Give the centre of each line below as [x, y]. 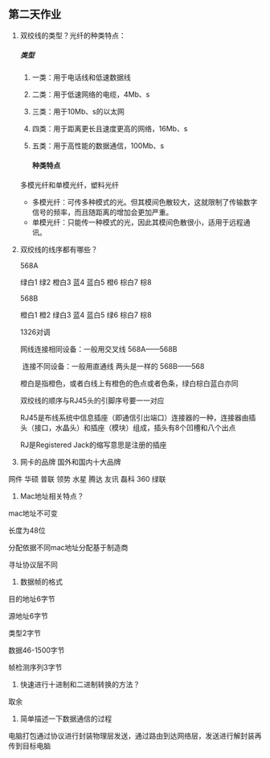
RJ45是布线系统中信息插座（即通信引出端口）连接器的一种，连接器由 [134, 417]
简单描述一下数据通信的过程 [66, 719]
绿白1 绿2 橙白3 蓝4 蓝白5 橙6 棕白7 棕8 [86, 282]
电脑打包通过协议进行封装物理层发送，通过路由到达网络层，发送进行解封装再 [135, 735]
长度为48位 [27, 530]
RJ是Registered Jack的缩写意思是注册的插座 [93, 445]
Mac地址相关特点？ [52, 496]
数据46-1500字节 [37, 650]
